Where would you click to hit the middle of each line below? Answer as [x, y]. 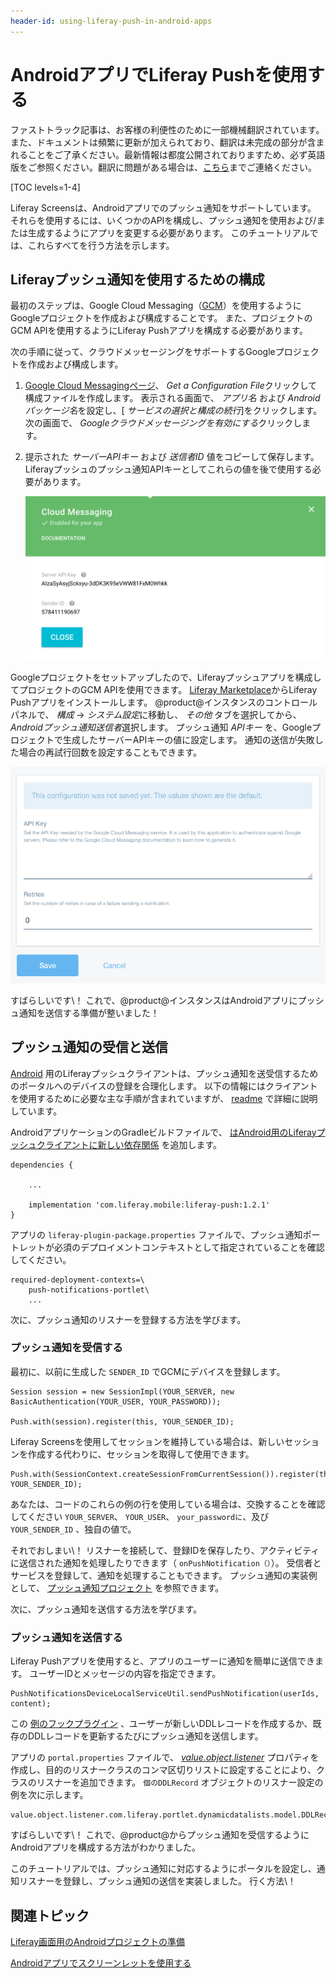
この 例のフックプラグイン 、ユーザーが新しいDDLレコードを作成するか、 [161, 1724]
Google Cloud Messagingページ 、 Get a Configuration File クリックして [171, 386]
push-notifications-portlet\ [89, 1290]
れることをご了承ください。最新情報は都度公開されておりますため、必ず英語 [168, 154]
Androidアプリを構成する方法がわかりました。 [105, 1847]
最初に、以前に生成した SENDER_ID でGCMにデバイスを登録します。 [148, 1371]
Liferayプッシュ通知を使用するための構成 [137, 279]
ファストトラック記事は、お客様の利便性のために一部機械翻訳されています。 [167, 129]
